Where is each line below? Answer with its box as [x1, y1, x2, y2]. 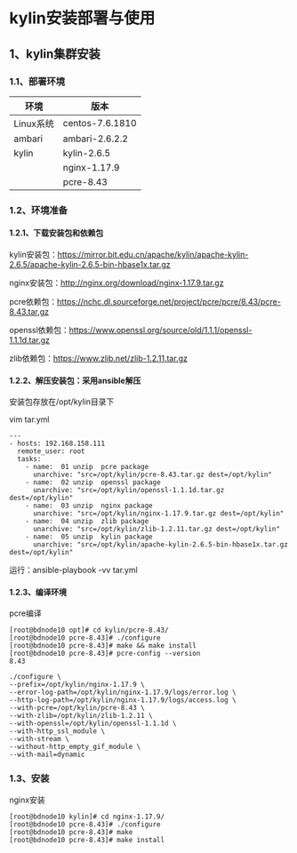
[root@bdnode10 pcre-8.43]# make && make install [9, 642, 197, 650]
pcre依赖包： [9, 297, 58, 307]
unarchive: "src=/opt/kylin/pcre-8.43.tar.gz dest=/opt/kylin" [32, 470, 273, 480]
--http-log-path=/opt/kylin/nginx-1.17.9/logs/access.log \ [9, 696, 237, 705]
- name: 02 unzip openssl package [25, 478, 162, 487]
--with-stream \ [9, 735, 69, 744]
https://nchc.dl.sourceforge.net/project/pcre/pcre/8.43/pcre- [56, 297, 282, 307]
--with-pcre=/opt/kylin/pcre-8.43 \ [9, 704, 145, 713]
